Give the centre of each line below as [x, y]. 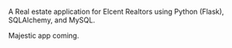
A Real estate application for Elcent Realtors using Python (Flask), [116, 12]
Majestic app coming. [44, 36]
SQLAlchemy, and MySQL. [52, 20]
